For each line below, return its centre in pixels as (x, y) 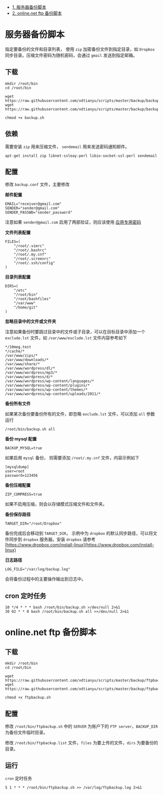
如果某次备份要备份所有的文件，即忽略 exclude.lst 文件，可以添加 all (75, 414)
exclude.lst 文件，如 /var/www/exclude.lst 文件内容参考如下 (66, 338)
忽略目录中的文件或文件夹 (31, 322)
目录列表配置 (18, 277)
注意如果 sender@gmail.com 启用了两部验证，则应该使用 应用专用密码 (73, 222)
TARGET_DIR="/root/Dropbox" (33, 524)
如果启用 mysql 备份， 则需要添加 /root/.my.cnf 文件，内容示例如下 (72, 458)
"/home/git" (26, 308)
